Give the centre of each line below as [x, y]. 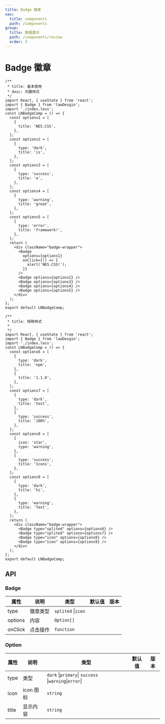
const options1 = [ [29, 117]
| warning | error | [64, 681]
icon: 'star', [33, 442]
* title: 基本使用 [25, 86]
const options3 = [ [29, 165]
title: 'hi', [31, 490]
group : [12, 28]
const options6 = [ [29, 352]
